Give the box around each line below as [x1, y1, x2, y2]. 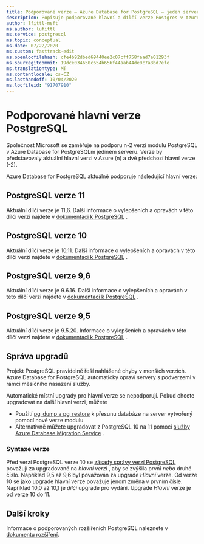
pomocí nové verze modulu [15, 417, 84, 424]
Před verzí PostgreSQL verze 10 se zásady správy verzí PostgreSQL [6, 458, 176, 466]
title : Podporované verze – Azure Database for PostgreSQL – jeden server [6, 9, 200, 15]
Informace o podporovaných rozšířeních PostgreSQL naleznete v [6, 525, 168, 532]
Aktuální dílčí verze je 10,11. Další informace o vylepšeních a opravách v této [6, 247, 195, 254]
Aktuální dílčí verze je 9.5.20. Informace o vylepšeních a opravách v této [6, 327, 187, 334]
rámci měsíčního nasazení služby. [6, 380, 91, 387]
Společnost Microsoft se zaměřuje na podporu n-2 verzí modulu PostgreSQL [6, 141, 198, 149]
